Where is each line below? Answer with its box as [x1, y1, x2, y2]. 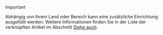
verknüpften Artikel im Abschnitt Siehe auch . [5, 24, 98, 30]
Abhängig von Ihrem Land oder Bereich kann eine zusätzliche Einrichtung [5, 14, 158, 19]
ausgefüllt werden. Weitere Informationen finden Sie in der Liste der [5, 19, 146, 25]
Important [5, 4, 26, 10]
